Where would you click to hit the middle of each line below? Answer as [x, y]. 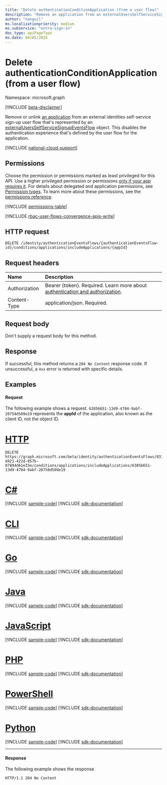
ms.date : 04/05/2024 [27, 38]
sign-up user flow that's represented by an [49, 122]
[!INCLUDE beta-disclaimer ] [34, 107]
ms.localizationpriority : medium [40, 24]
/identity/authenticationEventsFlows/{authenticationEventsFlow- [90, 243]
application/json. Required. [76, 303]
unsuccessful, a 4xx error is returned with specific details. [64, 369]
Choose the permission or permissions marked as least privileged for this [80, 175]
